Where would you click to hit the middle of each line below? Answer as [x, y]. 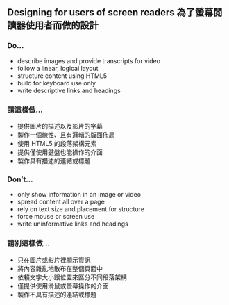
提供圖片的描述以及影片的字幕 [60, 126]
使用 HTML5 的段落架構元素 [57, 143]
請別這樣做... [29, 243]
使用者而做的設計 [62, 25]
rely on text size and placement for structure [80, 209]
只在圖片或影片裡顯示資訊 [54, 260]
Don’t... [20, 179]
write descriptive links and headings [69, 90]
